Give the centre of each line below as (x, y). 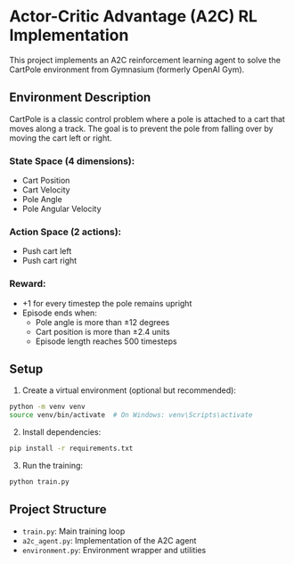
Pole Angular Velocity (61, 209)
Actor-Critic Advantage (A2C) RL (134, 16)
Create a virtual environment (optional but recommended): (129, 390)
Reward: (28, 284)
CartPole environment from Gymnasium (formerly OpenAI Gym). (127, 69)
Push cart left (47, 251)
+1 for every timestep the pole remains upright (107, 303)
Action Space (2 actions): (65, 232)
